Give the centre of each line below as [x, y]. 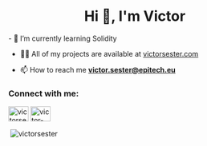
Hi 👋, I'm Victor [135, 16]
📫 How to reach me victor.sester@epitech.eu [98, 69]
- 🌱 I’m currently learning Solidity [63, 38]
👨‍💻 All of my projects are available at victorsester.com [109, 53]
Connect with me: [44, 93]
